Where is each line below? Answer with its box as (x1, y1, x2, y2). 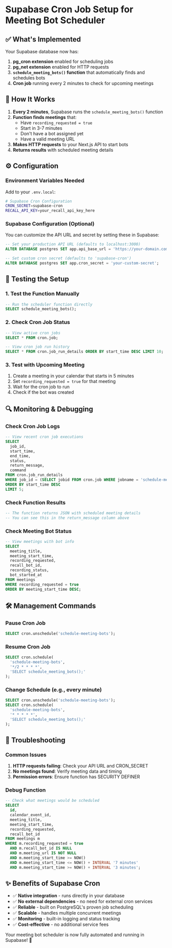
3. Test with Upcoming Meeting (5, 361, 85, 369)
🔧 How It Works (5, 95, 55, 104)
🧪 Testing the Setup (5, 275, 69, 284)
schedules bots (12, 75, 46, 80)
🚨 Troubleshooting (5, 736, 66, 744)
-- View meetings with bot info (5, 539, 74, 544)
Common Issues (5, 751, 47, 758)
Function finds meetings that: (12, 114, 77, 120)
